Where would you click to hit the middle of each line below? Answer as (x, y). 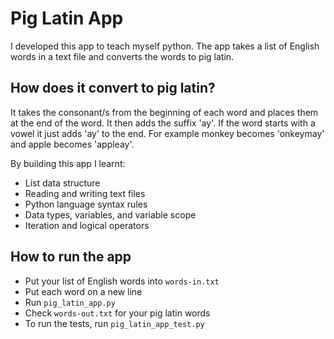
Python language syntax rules (86, 204)
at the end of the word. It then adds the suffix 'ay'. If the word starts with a (163, 123)
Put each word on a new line (83, 291)
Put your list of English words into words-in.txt (122, 281)
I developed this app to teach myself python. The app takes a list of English (165, 46)
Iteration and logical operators (87, 225)
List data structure (62, 183)
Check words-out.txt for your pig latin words (117, 313)
